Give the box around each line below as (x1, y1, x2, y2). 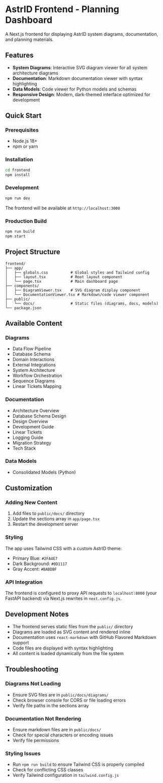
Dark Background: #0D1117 (12, 560, 67, 567)
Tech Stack (12, 445, 36, 451)
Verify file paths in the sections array (12, 702, 89, 709)
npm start (5, 234, 26, 239)
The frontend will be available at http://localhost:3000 (5, 205, 120, 211)
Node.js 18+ (12, 138, 38, 144)
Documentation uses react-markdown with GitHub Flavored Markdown (12, 634, 156, 640)
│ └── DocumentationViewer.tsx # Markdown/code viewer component (5, 292, 150, 297)
